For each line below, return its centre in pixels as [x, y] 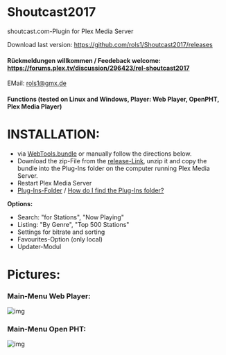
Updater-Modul [39, 246]
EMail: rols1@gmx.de [37, 83]
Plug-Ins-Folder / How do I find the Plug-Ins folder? [90, 190]
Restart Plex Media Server [54, 183]
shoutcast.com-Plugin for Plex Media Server [70, 31]
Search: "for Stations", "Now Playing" [71, 217]
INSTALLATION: [54, 134]
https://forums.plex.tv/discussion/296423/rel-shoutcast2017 [98, 68]
